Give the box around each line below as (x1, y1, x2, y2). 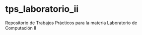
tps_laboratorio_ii (5, 3, 79, 15)
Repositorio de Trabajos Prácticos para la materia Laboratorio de (5, 20, 138, 26)
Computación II (5, 25, 36, 31)
